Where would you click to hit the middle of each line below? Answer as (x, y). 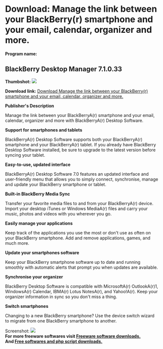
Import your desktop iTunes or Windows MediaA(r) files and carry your (76, 209)
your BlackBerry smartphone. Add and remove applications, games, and (78, 238)
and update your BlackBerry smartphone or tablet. (56, 184)
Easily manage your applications (39, 223)
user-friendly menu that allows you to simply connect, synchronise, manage (81, 179)
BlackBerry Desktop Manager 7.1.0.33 (64, 69)
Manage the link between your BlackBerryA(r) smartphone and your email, (80, 115)
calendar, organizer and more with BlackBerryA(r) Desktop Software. (74, 120)
